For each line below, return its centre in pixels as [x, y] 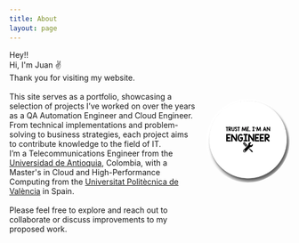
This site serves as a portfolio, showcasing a [90, 96]
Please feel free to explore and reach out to [89, 210]
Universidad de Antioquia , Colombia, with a [88, 162]
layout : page [33, 28]
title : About [33, 19]
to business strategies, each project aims [113, 134]
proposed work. [38, 229]
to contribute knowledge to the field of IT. [85, 143]
